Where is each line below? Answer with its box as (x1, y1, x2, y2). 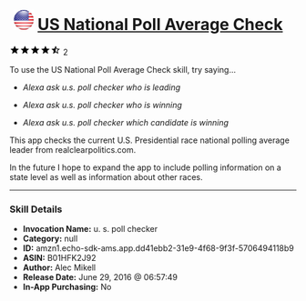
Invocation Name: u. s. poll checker (22, 224, 158, 235)
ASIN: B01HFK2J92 (22, 253, 97, 264)
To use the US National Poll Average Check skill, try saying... (9, 64, 237, 75)
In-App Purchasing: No (22, 282, 112, 293)
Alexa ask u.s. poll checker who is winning (22, 99, 182, 110)
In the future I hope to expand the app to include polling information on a (9, 162, 282, 173)
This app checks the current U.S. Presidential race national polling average (9, 135, 290, 145)
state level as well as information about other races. (9, 171, 203, 182)
